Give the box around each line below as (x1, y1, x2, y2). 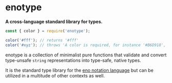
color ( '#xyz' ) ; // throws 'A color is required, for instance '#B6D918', (5, 43, 166, 48)
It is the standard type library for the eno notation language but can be (5, 67, 154, 73)
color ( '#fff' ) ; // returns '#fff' (5, 37, 79, 43)
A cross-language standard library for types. (5, 18, 103, 25)
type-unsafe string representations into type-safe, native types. (5, 57, 141, 63)
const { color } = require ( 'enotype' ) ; (5, 28, 91, 33)
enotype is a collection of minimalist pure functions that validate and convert (5, 52, 167, 58)
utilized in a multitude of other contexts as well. (5, 72, 105, 78)
